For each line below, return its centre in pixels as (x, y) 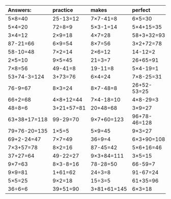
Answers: (20, 10)
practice (63, 10)
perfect (141, 10)
